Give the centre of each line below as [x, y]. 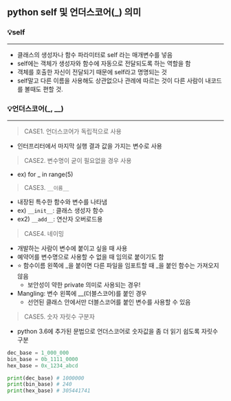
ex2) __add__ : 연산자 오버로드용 [60, 219]
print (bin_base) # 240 [40, 384]
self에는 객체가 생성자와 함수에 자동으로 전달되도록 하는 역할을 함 [104, 63]
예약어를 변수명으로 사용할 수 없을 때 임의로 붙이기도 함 [90, 257]
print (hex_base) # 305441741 [49, 391]
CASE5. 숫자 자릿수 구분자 [59, 316]
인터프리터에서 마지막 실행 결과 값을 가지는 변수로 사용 [90, 146]
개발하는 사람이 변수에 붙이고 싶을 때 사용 [72, 248]
